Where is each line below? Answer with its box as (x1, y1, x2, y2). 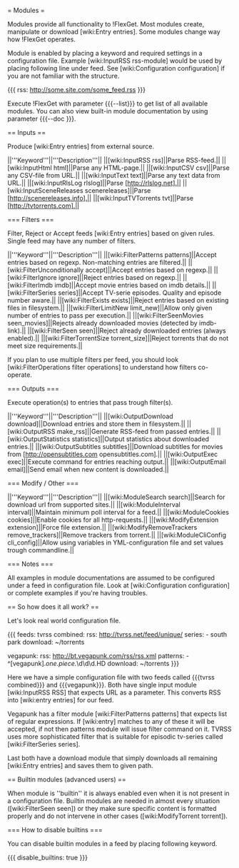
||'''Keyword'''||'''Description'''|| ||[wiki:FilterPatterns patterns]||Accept (7, 251, 217, 259)
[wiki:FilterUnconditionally (7, 266, 84, 274)
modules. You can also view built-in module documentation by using (7, 107, 208, 115)
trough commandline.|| (7, 546, 75, 554)
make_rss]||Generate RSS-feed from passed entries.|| (56, 428, 215, 435)
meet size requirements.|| (7, 342, 83, 350)
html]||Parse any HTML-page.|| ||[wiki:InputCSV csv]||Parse (53, 163, 230, 172)
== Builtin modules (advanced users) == (7, 775, 126, 784)
